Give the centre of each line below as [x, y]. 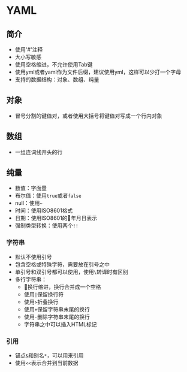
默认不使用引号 [33, 257]
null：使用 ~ [29, 203]
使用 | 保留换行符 [44, 294]
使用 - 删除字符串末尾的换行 [57, 317]
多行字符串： [31, 279]
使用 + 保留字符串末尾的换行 [57, 309]
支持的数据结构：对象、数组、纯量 [57, 79]
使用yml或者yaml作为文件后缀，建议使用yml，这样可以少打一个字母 [98, 72]
